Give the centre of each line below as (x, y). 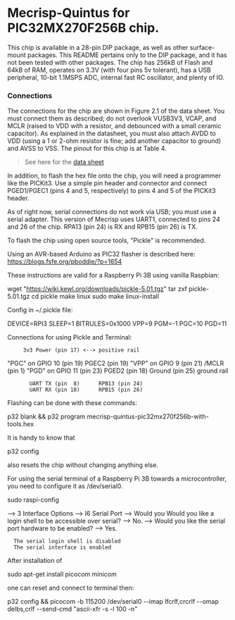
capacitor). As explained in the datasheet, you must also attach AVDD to (112, 134)
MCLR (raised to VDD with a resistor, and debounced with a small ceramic (114, 126)
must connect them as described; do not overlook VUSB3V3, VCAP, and (112, 118)
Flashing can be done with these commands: (72, 403)
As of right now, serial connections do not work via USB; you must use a (112, 212)
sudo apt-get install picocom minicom (62, 574)
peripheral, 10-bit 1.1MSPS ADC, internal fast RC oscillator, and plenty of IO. (116, 77)
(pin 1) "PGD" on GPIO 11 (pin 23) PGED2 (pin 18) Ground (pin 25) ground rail (118, 371)
